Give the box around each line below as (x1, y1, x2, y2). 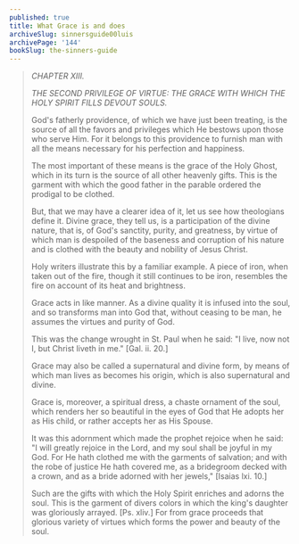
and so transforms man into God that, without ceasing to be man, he (30, 307, 283, 317)
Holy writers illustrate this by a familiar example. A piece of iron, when (30, 261, 288, 272)
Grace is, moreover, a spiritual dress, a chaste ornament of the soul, (30, 397, 281, 408)
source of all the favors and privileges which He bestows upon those (30, 124, 284, 135)
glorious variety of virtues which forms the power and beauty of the (30, 516, 281, 527)
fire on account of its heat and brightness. (30, 280, 186, 291)
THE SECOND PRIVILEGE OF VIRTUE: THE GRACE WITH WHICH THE (30, 88, 286, 99)
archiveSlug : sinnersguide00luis (9, 29, 134, 38)
